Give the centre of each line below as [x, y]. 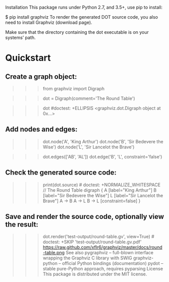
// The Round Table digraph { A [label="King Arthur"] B [100, 190]
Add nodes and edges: [41, 129]
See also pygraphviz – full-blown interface [109, 253]
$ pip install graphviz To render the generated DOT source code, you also [81, 17]
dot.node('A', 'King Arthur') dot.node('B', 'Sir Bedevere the [103, 141]
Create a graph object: [41, 76]
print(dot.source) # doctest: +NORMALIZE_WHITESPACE [101, 185]
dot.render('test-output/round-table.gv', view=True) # [99, 237]
